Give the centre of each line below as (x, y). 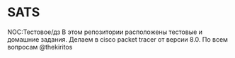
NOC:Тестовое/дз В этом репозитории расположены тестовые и (105, 32)
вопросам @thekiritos (40, 47)
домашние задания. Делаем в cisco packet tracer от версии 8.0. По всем (118, 39)
